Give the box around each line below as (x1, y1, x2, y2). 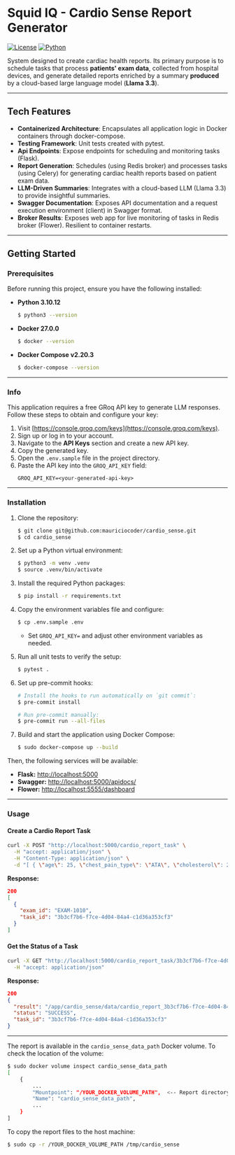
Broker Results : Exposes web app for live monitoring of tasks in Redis (17, 213, 219, 222)
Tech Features (7, 106, 71, 118)
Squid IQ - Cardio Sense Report (7, 5, 192, 21)
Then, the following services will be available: (7, 757, 138, 765)
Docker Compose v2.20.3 (17, 351, 94, 359)
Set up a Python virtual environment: (17, 546, 123, 554)
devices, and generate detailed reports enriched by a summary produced (7, 71, 220, 80)
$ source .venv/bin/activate (17, 566, 103, 573)
